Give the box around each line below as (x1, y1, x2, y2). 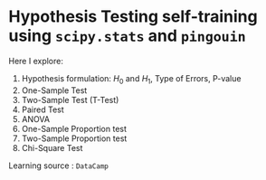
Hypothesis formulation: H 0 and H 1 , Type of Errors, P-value (21, 72, 242, 86)
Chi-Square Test (21, 142, 83, 153)
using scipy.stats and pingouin (8, 25, 246, 46)
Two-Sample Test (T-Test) (21, 94, 119, 105)
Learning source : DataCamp (8, 160, 109, 171)
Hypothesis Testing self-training (8, 6, 259, 27)
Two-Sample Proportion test (21, 133, 128, 144)
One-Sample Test (21, 84, 88, 96)
